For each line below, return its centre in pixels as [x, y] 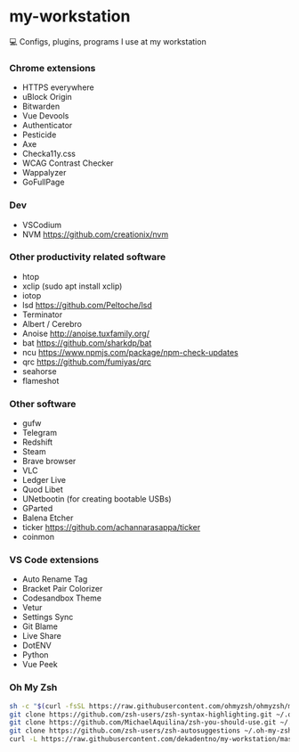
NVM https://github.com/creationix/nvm [95, 234]
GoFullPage [43, 182]
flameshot [40, 380]
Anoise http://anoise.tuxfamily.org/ [85, 333]
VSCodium [42, 225]
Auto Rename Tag [55, 579]
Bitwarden [41, 106]
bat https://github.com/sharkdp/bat [87, 343]
